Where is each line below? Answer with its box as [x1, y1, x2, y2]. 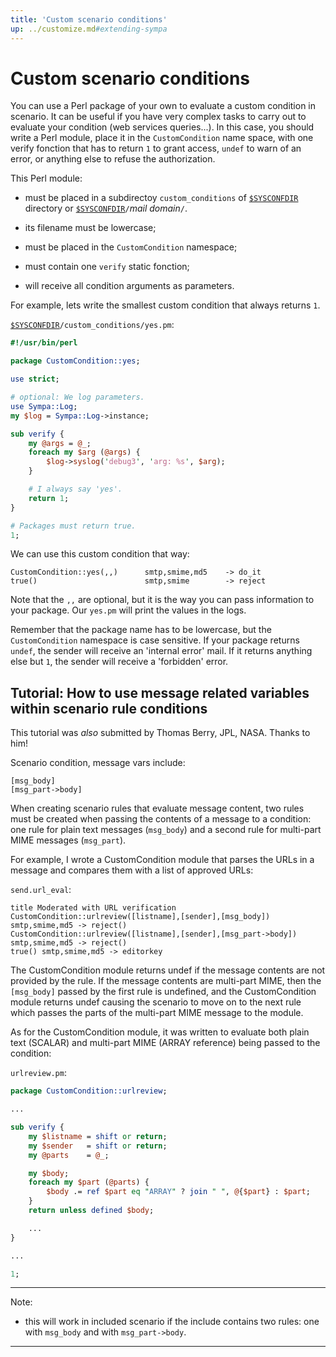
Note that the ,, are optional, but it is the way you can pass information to [10, 594, 315, 606]
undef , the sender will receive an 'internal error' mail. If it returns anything [10, 645, 313, 657]
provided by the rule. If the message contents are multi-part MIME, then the [10, 975, 322, 987]
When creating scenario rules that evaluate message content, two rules [10, 802, 305, 815]
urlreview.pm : [10, 1067, 67, 1079]
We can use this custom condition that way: [10, 548, 190, 560]
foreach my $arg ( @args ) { [28, 447, 141, 458]
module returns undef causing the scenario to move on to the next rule [10, 996, 302, 1008]
